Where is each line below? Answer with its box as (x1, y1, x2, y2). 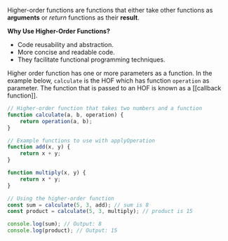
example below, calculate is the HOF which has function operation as (7, 76, 210, 85)
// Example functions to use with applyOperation (7, 137, 156, 144)
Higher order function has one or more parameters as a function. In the (7, 69, 213, 77)
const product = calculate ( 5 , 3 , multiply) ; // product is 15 (7, 208, 193, 215)
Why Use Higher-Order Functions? (7, 27, 111, 35)
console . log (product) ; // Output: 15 (7, 227, 118, 234)
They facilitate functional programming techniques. (17, 55, 166, 64)
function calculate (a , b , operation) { (7, 111, 124, 118)
